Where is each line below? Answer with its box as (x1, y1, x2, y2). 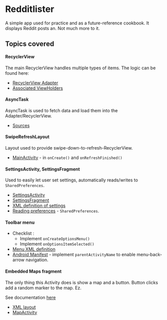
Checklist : (12, 230, 34, 236)
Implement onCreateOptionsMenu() (19, 236, 90, 242)
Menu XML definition (12, 246, 56, 252)
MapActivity (12, 309, 37, 315)
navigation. (25, 257, 49, 263)
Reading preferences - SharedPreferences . (12, 208, 100, 214)
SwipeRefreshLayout (5, 134, 50, 140)
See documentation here (5, 294, 56, 300)
